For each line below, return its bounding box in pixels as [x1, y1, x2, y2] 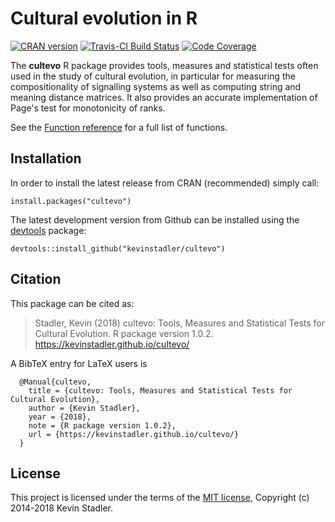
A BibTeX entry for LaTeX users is [10, 357, 148, 369]
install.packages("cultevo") [10, 196, 132, 206]
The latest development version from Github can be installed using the [10, 213, 300, 226]
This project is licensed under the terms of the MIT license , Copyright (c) [10, 492, 310, 504]
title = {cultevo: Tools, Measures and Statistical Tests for [28, 385, 293, 396]
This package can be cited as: [10, 297, 135, 309]
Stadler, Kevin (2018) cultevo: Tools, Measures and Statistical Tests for [34, 317, 326, 329]
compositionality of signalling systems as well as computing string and [10, 80, 302, 92]
